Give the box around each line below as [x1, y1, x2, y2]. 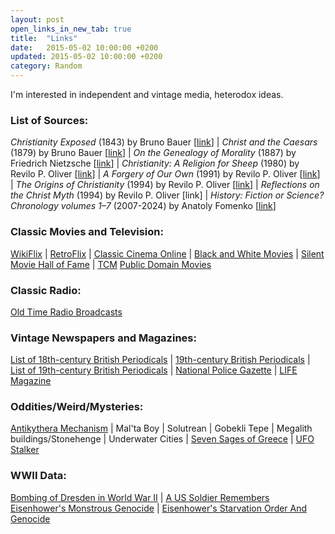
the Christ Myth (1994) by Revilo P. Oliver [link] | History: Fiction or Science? [10, 189, 325, 201]
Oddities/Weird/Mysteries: [10, 400, 144, 414]
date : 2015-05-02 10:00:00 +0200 [10, 42, 159, 53]
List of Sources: [10, 113, 89, 127]
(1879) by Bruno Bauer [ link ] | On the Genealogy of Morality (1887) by [10, 147, 297, 159]
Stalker [10, 444, 40, 456]
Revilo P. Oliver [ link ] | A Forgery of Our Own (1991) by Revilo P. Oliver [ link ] [10, 168, 321, 180]
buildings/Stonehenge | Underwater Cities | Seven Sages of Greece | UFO [10, 433, 315, 445]
